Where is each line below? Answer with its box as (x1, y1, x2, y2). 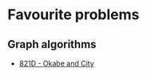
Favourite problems (7, 6, 140, 24)
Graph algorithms (7, 38, 97, 51)
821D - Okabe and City (18, 58, 95, 68)
